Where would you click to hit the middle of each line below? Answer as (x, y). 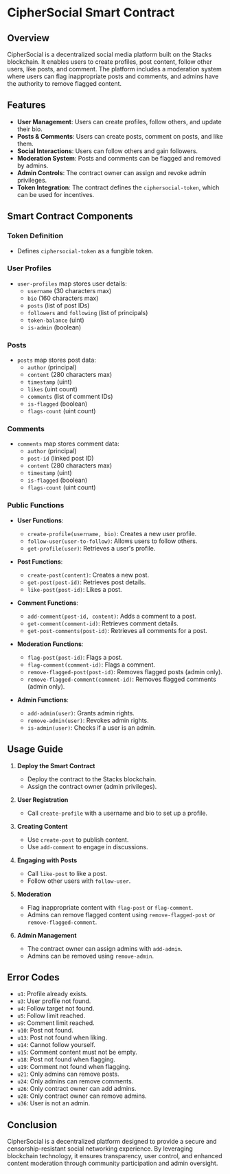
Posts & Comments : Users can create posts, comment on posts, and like (120, 136)
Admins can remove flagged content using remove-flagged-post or (121, 914)
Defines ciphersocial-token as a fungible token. (85, 251)
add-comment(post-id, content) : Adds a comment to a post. (112, 616)
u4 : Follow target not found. (56, 1009)
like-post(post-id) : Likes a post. (74, 589)
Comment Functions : (48, 603)
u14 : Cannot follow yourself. (56, 1045)
